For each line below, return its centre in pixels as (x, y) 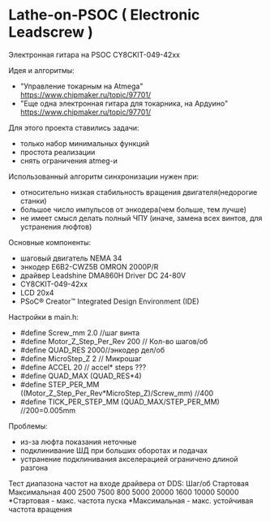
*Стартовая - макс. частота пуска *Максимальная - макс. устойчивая (131, 500)
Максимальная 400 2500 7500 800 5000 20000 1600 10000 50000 (124, 492)
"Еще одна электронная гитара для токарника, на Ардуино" (124, 103)
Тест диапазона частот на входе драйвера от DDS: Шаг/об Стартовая (129, 483)
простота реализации (58, 152)
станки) (33, 201)
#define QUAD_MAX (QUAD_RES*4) (81, 376)
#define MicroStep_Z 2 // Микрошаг (81, 358)
